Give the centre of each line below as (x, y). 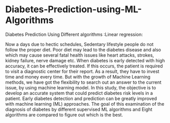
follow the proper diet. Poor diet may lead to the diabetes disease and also (83, 50)
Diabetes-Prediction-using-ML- (74, 9)
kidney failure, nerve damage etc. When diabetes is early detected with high (85, 60)
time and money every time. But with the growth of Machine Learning (78, 77)
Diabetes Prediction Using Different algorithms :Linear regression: (74, 34)
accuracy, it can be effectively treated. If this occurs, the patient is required (84, 66)
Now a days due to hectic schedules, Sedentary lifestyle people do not (79, 44)
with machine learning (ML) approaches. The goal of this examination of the (85, 104)
